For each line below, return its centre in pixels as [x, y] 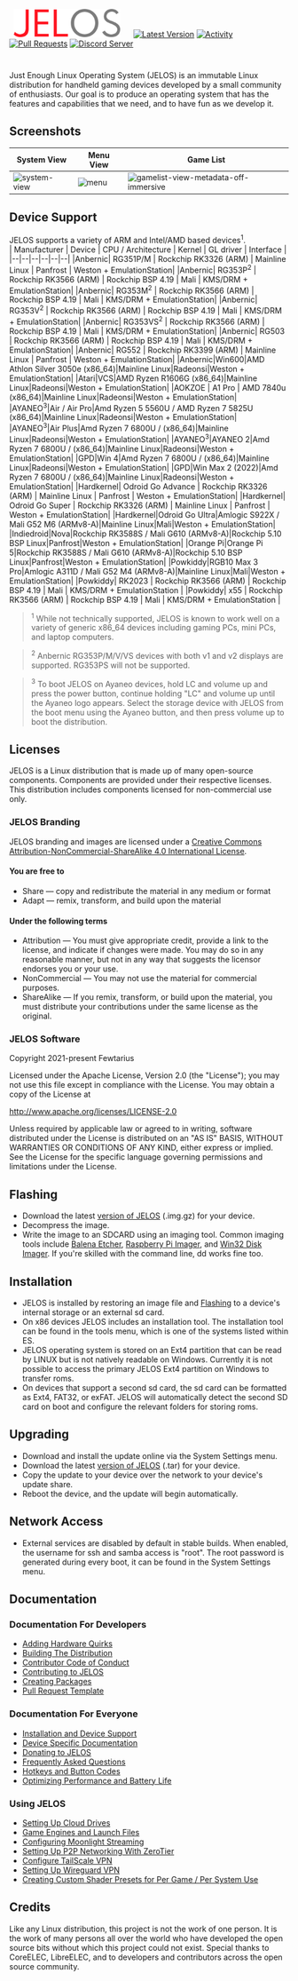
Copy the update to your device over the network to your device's [142, 1475]
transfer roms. [48, 1379]
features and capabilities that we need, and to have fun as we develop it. [142, 103]
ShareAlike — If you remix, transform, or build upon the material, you [147, 997]
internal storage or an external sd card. [93, 1312]
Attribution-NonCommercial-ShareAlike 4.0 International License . [128, 851]
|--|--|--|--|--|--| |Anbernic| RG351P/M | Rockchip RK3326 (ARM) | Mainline [148, 259]
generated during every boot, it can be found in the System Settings [146, 1562]
